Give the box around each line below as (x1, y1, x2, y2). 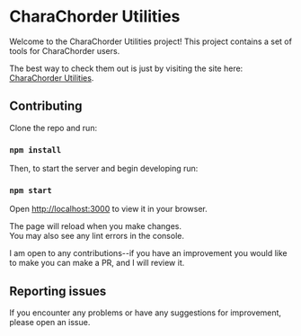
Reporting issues (9, 283, 107, 298)
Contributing (9, 99, 83, 114)
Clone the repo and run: (9, 122, 97, 133)
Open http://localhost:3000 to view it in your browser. (9, 204, 208, 215)
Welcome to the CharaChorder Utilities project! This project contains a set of (9, 36, 292, 47)
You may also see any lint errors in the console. (9, 231, 184, 242)
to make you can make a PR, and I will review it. (9, 258, 185, 269)
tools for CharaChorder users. (9, 45, 120, 56)
